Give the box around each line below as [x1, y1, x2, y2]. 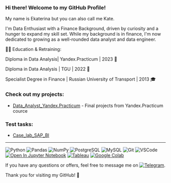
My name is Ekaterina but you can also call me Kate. [5, 16, 115, 22]
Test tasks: [5, 120, 34, 127]
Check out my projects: [5, 91, 65, 98]
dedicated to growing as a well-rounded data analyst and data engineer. [5, 36, 156, 42]
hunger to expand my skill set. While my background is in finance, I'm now [5, 31, 161, 37]
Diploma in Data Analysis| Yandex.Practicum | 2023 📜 [5, 56, 118, 62]
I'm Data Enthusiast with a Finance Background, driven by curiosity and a [5, 25, 159, 32]
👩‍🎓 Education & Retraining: [5, 46, 62, 53]
